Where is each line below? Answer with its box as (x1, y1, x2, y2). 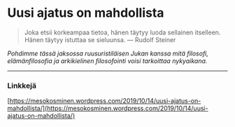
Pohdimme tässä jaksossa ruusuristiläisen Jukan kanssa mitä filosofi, (7, 49, 208, 58)
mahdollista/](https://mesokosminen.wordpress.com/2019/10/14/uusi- (7, 104, 208, 113)
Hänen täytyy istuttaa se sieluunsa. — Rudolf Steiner (24, 35, 176, 44)
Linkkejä (7, 81, 37, 91)
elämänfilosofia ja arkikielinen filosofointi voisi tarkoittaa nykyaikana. (7, 56, 208, 65)
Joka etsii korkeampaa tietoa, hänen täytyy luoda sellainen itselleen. (24, 28, 221, 36)
